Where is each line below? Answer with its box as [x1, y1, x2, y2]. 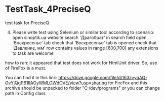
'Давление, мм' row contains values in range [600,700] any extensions [12, 45, 159, 51]
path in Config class [5, 90, 46, 96]
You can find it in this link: [5, 74, 58, 80]
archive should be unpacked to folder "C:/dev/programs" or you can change [5, 85, 161, 91]
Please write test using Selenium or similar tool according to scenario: [12, 29, 155, 35]
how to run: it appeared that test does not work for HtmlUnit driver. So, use [5, 60, 157, 66]
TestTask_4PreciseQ [5, 3, 91, 15]
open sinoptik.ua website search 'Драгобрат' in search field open [12, 34, 147, 40]
